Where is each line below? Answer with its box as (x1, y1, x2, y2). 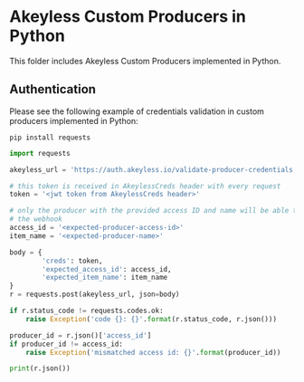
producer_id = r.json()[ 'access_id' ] (9, 330, 152, 340)
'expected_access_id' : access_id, (42, 264, 172, 273)
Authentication (9, 81, 97, 97)
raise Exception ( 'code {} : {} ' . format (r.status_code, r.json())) (25, 314, 278, 323)
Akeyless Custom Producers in (9, 6, 247, 27)
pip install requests (9, 133, 91, 142)
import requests (9, 148, 71, 158)
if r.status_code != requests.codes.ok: (9, 306, 165, 315)
